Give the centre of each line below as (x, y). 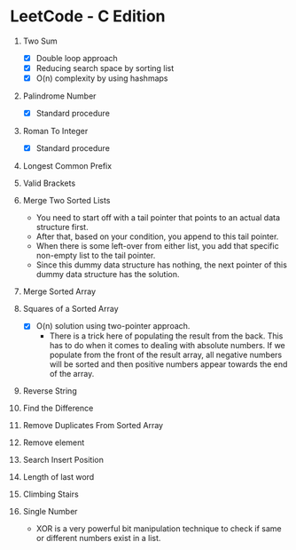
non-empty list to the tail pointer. (96, 256)
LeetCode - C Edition (88, 16)
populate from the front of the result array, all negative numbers (166, 355)
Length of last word (58, 477)
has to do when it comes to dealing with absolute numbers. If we (167, 346)
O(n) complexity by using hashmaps (102, 78)
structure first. (62, 227)
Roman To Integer (55, 132)
